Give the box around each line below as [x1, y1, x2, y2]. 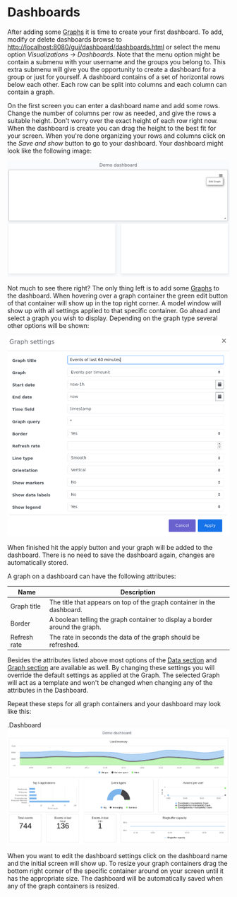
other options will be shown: [7, 321, 90, 329]
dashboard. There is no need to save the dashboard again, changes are [7, 551, 215, 559]
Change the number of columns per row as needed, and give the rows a [7, 109, 217, 117]
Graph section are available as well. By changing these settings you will [7, 664, 215, 672]
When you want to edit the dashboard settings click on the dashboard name [7, 851, 228, 860]
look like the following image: [7, 146, 92, 155]
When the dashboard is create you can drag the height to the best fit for [7, 124, 217, 132]
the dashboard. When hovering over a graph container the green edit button [7, 291, 228, 300]
